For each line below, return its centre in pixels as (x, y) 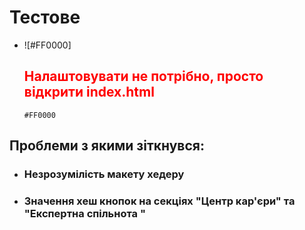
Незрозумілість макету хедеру (104, 174)
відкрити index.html (89, 92)
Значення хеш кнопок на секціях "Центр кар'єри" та (159, 201)
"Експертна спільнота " (84, 213)
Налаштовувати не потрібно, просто (143, 76)
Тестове (45, 17)
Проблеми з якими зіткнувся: (107, 146)
